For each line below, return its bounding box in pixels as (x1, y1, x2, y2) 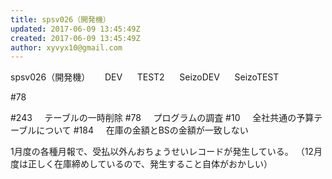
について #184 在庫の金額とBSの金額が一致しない (36, 124, 249, 136)
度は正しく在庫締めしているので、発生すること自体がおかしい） (10, 158, 273, 170)
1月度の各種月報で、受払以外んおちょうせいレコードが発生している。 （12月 (10, 146, 323, 158)
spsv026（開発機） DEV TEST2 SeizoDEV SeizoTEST (10, 71, 280, 83)
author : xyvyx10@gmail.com (10, 42, 123, 53)
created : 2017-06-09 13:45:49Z (10, 33, 141, 43)
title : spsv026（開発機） (10, 14, 111, 25)
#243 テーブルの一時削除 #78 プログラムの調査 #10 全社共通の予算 (10, 112, 315, 124)
